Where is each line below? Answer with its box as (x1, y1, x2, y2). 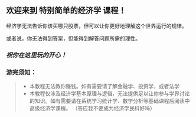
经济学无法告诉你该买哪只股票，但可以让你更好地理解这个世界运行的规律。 (6, 22, 187, 29)
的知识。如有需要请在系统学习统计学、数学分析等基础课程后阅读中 (29, 98, 190, 105)
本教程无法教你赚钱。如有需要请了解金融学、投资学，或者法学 (29, 83, 180, 90)
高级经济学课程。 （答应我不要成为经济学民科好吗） (29, 105, 155, 112)
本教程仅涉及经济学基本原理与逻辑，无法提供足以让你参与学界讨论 (29, 90, 190, 97)
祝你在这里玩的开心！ (6, 51, 67, 59)
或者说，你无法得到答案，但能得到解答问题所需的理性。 (6, 35, 141, 42)
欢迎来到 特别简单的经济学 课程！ (6, 5, 126, 16)
